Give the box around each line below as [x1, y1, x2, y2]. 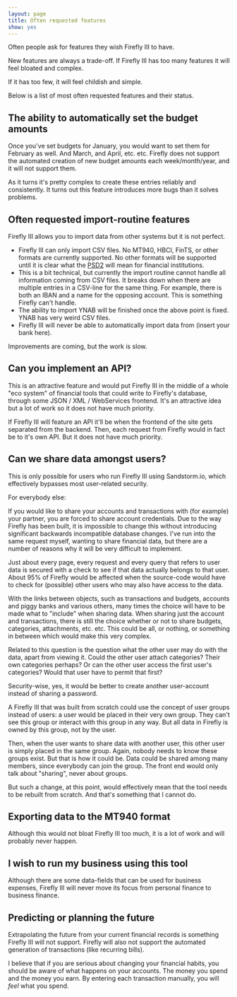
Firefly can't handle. [18, 298, 77, 307]
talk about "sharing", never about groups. [8, 769, 128, 777]
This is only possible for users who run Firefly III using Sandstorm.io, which [8, 471, 226, 480]
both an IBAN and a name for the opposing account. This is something [18, 291, 223, 299]
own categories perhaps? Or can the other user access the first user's [8, 660, 212, 668]
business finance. [8, 891, 59, 899]
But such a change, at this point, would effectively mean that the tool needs [8, 782, 228, 791]
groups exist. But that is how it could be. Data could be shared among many [8, 754, 229, 762]
